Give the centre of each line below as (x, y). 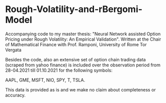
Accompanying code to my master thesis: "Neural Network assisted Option (83, 34)
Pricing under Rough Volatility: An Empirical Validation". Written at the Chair (83, 39)
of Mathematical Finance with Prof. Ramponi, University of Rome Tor (76, 44)
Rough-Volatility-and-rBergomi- (74, 9)
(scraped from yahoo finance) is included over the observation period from (83, 65)
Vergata (13, 50)
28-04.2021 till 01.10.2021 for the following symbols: (59, 70)
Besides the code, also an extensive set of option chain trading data (75, 59)
